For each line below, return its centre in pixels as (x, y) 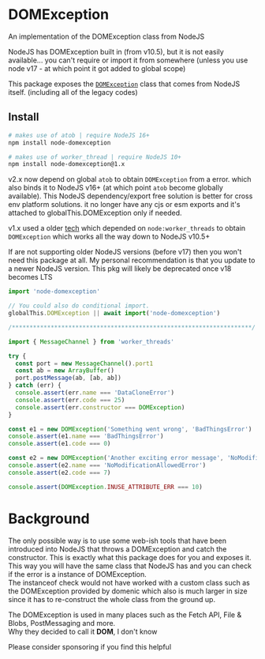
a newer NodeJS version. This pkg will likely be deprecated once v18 (120, 269)
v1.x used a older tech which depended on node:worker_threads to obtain (127, 228)
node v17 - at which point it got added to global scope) (97, 68)
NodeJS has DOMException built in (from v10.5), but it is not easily (116, 51)
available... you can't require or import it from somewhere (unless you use (128, 60)
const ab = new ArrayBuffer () (65, 371)
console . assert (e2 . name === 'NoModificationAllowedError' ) (107, 465)
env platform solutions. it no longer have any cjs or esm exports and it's (124, 205)
